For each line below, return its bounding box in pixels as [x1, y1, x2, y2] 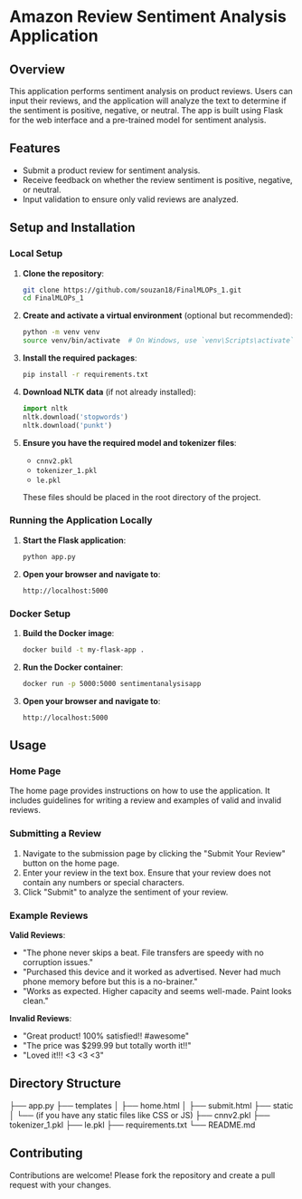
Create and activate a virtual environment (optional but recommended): [22, 310, 294, 321]
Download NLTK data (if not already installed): [22, 386, 196, 397]
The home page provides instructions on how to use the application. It [9, 786, 270, 797]
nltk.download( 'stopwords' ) [22, 412, 128, 421]
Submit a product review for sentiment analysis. [22, 165, 201, 176]
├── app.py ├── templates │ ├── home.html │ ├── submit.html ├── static [9, 1099, 294, 1111]
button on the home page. [22, 857, 120, 868]
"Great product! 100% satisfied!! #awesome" [22, 1030, 190, 1041]
